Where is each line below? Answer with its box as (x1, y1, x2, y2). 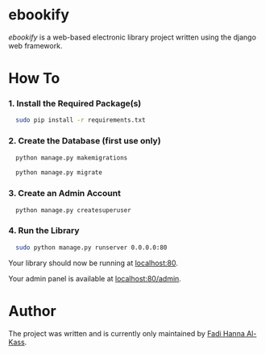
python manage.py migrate (15, 169, 103, 177)
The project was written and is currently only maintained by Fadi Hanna (8, 328, 246, 338)
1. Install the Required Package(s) (8, 98, 142, 110)
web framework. (8, 40, 63, 50)
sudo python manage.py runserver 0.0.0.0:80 (15, 244, 168, 252)
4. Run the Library (8, 225, 80, 236)
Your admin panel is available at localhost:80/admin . (8, 273, 181, 283)
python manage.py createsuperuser (15, 206, 131, 214)
